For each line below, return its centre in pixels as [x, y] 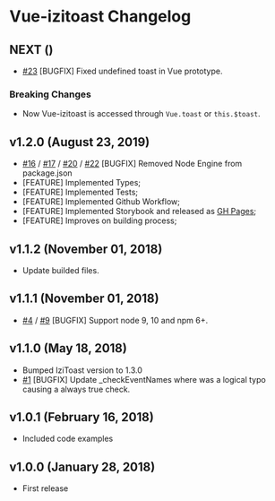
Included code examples [68, 439]
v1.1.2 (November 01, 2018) [86, 249]
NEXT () [31, 50]
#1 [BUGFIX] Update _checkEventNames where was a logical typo [144, 379]
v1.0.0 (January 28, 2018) [82, 466]
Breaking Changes [51, 94]
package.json [47, 173]
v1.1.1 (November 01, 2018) [84, 299]
